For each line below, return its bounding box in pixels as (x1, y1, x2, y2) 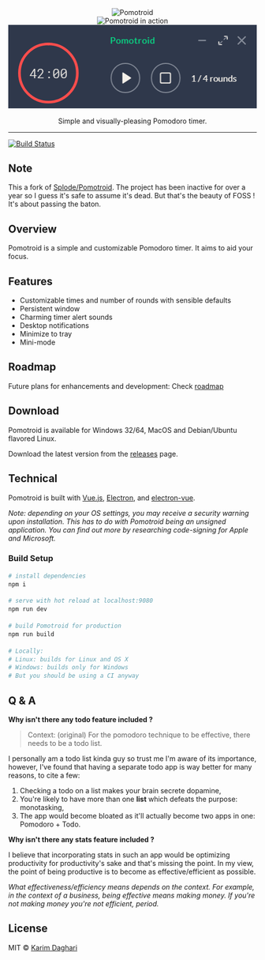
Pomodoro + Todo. (19, 819, 81, 829)
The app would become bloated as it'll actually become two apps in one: (19, 811, 256, 821)
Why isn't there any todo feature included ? (8, 715, 154, 725)
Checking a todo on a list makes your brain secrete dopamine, (19, 786, 222, 796)
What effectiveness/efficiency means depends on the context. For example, (8, 883, 255, 892)
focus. (8, 252, 29, 262)
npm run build (8, 630, 55, 638)
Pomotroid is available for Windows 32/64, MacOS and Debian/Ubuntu (8, 425, 237, 435)
